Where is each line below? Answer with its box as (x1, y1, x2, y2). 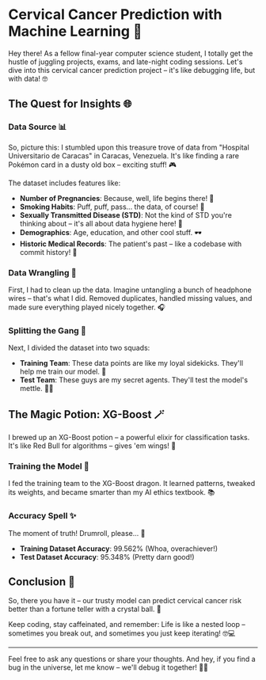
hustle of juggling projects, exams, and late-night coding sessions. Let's (8, 57, 243, 66)
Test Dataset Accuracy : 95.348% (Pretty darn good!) (19, 552, 196, 561)
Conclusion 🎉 (8, 576, 75, 589)
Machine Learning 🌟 (8, 22, 142, 40)
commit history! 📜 (19, 247, 78, 256)
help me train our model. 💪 (19, 367, 107, 377)
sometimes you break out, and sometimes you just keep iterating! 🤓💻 (8, 629, 236, 638)
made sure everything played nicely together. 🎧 (8, 302, 166, 312)
